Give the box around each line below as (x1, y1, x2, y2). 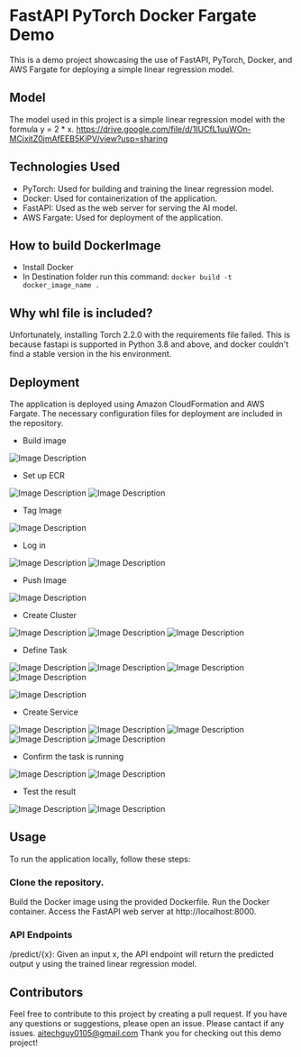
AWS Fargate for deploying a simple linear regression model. (9, 64, 234, 75)
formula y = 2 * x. (9, 123, 75, 134)
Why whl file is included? (9, 305, 153, 321)
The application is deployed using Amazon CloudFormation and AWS (9, 398, 265, 409)
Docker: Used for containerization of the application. (22, 193, 218, 204)
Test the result (22, 786, 77, 797)
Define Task (22, 645, 68, 655)
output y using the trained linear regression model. (9, 959, 197, 970)
